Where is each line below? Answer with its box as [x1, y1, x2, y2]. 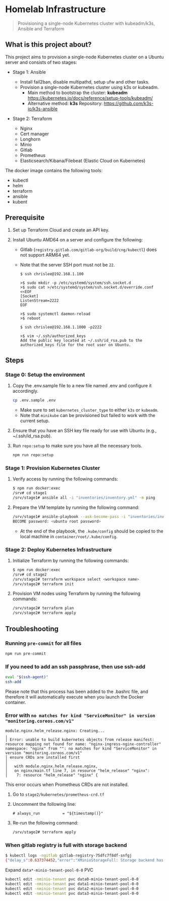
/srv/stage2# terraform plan [12, 606, 74, 611]
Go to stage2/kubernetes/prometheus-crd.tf [12, 791, 104, 798]
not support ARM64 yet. [20, 252, 71, 258]
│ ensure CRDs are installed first [5, 755, 80, 760]
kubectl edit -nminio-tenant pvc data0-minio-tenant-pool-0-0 [5, 877, 139, 882]
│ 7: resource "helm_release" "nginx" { [5, 773, 98, 778]
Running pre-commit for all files [5, 639, 82, 646]
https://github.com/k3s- [103, 100, 154, 106]
